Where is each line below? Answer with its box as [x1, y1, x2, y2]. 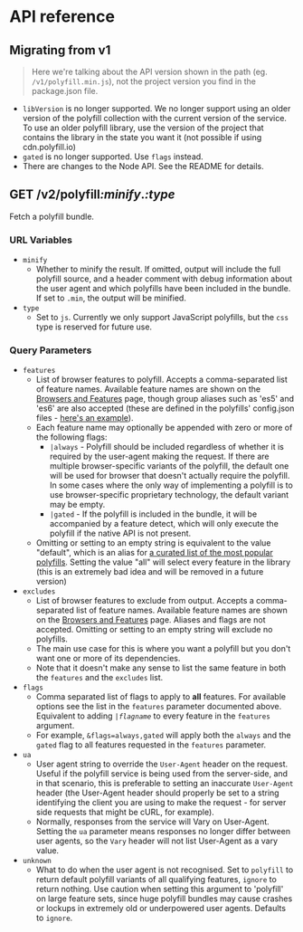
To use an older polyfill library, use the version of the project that [22, 122, 264, 133]
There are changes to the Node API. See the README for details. [22, 161, 264, 171]
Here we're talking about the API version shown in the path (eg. [31, 66, 269, 77]
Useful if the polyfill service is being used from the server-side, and [35, 768, 288, 779]
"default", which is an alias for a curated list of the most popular [35, 547, 273, 558]
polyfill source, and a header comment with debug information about [35, 273, 292, 284]
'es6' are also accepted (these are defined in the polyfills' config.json [35, 403, 295, 414]
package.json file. [31, 86, 99, 96]
